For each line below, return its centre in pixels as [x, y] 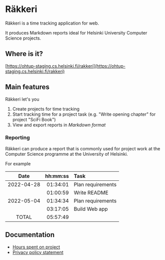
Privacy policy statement [38, 252]
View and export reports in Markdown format [59, 125]
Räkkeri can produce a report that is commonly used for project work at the [83, 148]
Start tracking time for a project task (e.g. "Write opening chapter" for [84, 114]
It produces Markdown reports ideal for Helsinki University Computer [76, 33]
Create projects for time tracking [46, 109]
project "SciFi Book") [34, 119]
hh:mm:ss [57, 176]
